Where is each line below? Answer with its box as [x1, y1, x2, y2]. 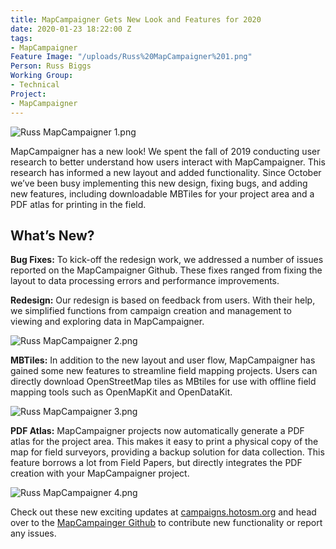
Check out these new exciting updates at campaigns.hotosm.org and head [10, 506, 317, 518]
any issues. [10, 527, 57, 540]
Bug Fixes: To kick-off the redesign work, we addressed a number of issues [10, 254, 324, 266]
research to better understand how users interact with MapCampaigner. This [10, 156, 326, 168]
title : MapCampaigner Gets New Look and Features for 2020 [10, 14, 262, 25]
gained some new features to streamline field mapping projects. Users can [10, 365, 318, 377]
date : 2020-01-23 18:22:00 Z [10, 24, 132, 34]
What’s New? [10, 227, 95, 244]
